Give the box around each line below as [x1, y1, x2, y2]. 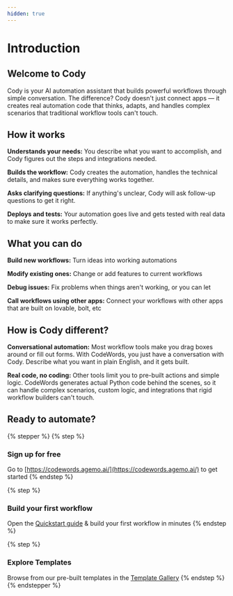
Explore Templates [7, 558, 72, 567]
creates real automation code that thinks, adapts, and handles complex [7, 101, 211, 109]
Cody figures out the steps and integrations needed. [7, 155, 157, 163]
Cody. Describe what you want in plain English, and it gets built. [7, 358, 190, 366]
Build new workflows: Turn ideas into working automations [7, 256, 177, 265]
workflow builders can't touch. [7, 393, 95, 402]
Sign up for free [7, 449, 61, 459]
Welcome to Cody [7, 68, 86, 80]
